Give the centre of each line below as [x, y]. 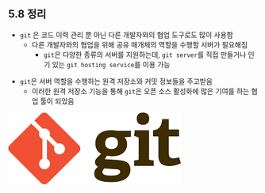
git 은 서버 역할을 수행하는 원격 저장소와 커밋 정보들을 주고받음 [116, 81]
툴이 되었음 [57, 100]
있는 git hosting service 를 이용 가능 [111, 64]
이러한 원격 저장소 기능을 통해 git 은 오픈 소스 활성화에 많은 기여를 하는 [140, 91]
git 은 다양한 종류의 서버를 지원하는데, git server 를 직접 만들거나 [145, 55]
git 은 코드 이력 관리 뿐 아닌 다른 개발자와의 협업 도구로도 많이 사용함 [127, 35]
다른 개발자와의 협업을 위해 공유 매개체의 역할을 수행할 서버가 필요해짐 [140, 44]
